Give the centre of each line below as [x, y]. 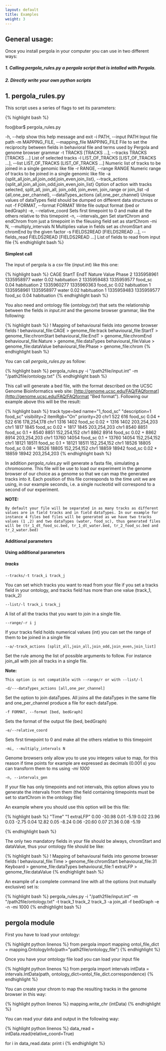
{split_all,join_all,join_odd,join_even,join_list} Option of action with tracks [79, 184]
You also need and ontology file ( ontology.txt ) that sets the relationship [78, 305]
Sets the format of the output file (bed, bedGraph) [56, 722]
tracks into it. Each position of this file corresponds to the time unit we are [81, 479]
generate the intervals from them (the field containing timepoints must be [80, 792]
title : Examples [22, 14]
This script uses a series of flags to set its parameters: [61, 108]
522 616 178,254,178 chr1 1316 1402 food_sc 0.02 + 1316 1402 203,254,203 [82, 422]
